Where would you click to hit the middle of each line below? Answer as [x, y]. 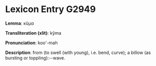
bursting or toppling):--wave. [35, 58]
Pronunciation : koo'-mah [31, 43]
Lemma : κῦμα [20, 23]
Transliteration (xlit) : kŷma [33, 33]
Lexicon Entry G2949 [51, 9]
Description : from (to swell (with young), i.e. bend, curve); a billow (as [78, 52]
